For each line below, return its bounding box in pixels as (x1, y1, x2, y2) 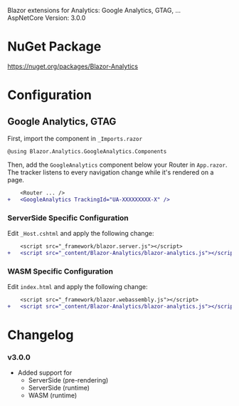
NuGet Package (7, 38, 102, 55)
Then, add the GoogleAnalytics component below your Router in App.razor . (7, 160, 228, 169)
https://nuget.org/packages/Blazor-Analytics (7, 62, 139, 71)
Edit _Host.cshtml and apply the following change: (7, 229, 154, 237)
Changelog (7, 327, 74, 343)
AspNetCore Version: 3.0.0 (7, 14, 86, 22)
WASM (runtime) (28, 391, 78, 400)
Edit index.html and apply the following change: (7, 283, 148, 291)
